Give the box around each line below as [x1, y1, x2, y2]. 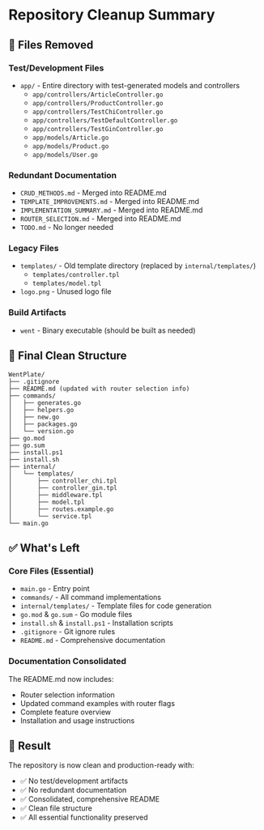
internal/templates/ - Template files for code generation [19, 601, 212, 611]
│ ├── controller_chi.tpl [8, 476, 117, 485]
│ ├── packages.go [8, 419, 79, 428]
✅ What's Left [8, 541, 80, 555]
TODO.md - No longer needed [19, 223, 114, 232]
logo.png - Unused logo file [19, 287, 112, 296]
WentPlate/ [8, 370, 45, 378]
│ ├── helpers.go [8, 406, 75, 414]
